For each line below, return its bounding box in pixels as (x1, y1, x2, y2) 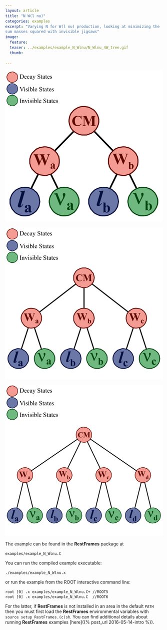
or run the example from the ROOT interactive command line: (5, 579, 131, 585)
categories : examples (5, 19, 50, 24)
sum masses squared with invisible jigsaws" (5, 29, 99, 35)
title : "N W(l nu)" (5, 13, 46, 19)
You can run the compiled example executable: (5, 560, 102, 566)
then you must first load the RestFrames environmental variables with (5, 608, 149, 614)
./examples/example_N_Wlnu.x (5, 570, 66, 575)
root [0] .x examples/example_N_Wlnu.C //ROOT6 (5, 594, 108, 599)
